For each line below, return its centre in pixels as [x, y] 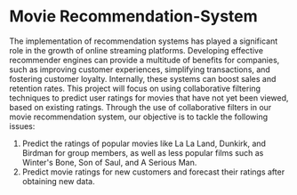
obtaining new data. [58, 181]
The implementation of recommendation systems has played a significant [144, 41]
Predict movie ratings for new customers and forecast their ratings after [153, 172]
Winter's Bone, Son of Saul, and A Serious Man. [109, 162]
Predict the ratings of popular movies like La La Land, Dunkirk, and [144, 143]
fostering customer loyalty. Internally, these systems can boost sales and [143, 78]
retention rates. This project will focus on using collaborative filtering [135, 88]
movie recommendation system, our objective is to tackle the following [139, 117]
